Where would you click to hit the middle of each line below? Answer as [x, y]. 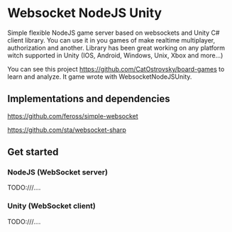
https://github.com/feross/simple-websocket [73, 116]
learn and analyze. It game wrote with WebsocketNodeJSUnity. [100, 77]
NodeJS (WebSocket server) [58, 172]
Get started [33, 152]
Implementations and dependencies [89, 99]
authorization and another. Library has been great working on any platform [116, 48]
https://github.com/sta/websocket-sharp [67, 130]
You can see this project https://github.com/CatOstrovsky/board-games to [116, 69]
